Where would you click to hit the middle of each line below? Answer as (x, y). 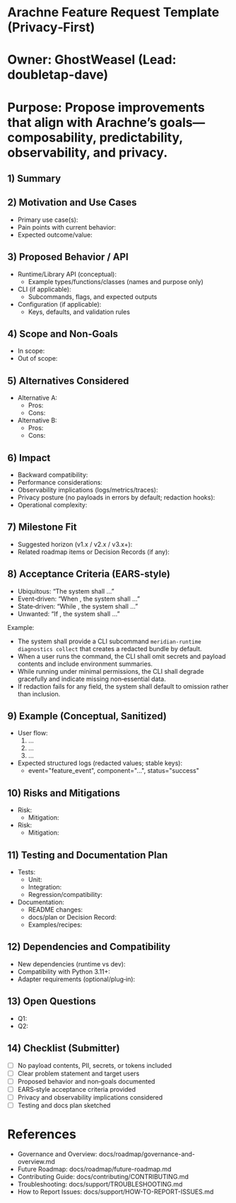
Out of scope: (37, 358)
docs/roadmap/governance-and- (147, 1154)
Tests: (26, 872)
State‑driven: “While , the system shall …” (78, 606)
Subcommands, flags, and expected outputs (93, 296)
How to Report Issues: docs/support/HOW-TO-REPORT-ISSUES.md (116, 1192)
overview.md (36, 1161)
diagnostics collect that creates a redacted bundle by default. (110, 648)
